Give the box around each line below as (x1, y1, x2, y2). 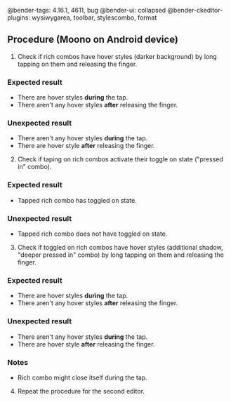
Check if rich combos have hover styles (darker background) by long (17, 52, 218, 60)
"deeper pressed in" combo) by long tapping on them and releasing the (17, 250, 225, 259)
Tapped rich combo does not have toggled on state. (17, 229, 168, 238)
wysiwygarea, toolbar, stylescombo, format (31, 13, 157, 22)
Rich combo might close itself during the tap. (17, 373, 147, 382)
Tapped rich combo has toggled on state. (17, 196, 137, 204)
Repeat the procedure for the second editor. (17, 387, 145, 395)
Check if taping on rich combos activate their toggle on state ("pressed (17, 155, 223, 163)
